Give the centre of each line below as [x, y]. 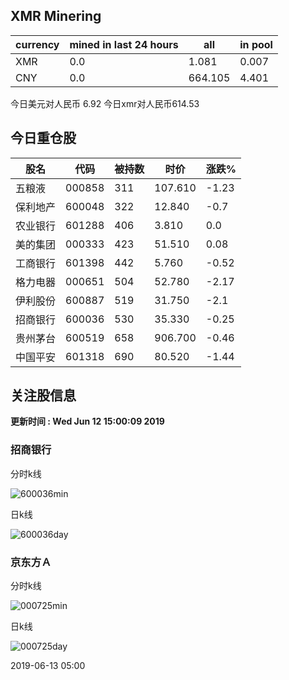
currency [37, 44]
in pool [256, 44]
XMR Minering [56, 16]
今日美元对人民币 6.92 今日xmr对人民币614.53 [105, 103]
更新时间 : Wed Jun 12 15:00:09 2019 [87, 421]
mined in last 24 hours [124, 44]
